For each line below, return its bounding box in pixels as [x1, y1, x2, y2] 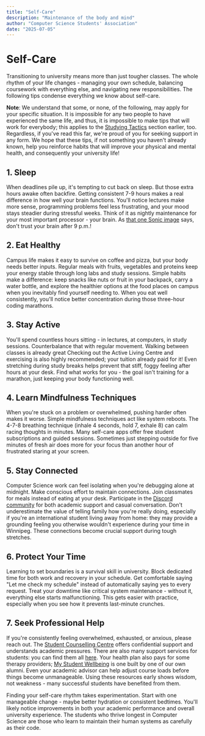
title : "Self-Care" [6, 9, 56, 15]
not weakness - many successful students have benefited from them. [6, 680, 181, 687]
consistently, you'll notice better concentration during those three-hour [6, 295, 185, 303]
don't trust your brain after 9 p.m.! [6, 223, 92, 229]
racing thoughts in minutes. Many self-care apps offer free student [6, 428, 174, 436]
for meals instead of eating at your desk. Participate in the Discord [6, 495, 173, 502]
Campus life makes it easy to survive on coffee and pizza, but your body [6, 256, 189, 264]
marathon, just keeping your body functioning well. [6, 374, 134, 382]
